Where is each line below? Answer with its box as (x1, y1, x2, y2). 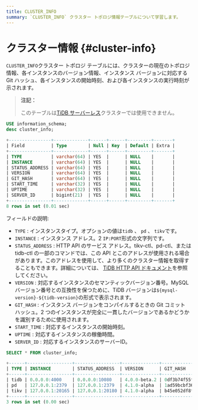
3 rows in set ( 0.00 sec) (6, 399, 70, 405)
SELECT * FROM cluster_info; (6, 350, 78, 356)
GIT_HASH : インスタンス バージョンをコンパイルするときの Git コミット (14, 301, 186, 308)
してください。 (14, 271, 51, 278)
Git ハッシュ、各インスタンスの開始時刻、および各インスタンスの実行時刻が (6, 77, 190, 84)
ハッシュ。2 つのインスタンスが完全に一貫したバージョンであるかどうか (14, 308, 190, 315)
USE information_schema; (6, 121, 67, 127)
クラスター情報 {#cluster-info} (6, 41, 156, 55)
